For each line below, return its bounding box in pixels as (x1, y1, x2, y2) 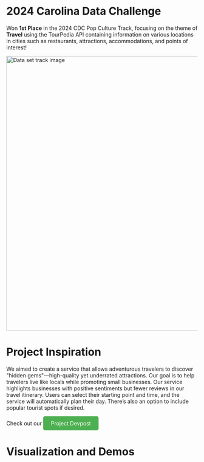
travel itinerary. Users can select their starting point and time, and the (6, 391, 180, 398)
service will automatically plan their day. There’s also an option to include (6, 397, 189, 405)
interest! (6, 44, 27, 51)
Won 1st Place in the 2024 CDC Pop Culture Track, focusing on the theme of (6, 24, 198, 32)
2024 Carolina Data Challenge (6, 4, 161, 18)
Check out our (6, 419, 42, 427)
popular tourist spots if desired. (6, 404, 85, 411)
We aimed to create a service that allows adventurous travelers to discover (6, 365, 194, 373)
